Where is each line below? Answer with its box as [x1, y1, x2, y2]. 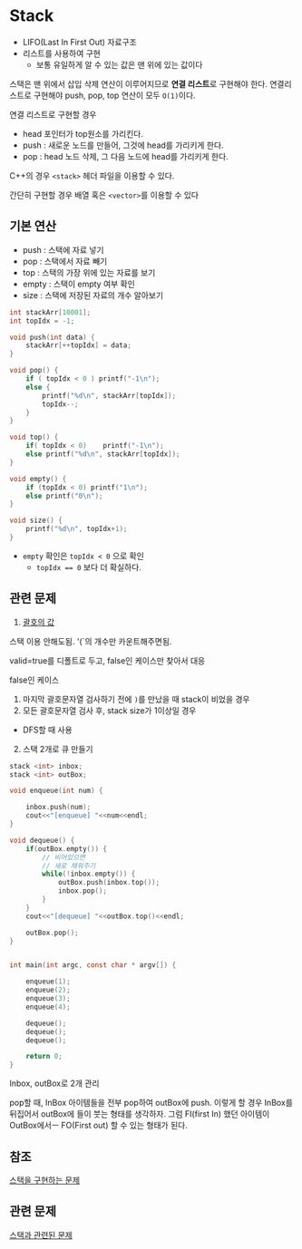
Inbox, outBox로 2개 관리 [9, 1078, 100, 1089]
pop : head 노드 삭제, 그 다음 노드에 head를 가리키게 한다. [22, 150, 229, 161]
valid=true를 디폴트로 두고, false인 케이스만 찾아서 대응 [9, 654, 206, 666]
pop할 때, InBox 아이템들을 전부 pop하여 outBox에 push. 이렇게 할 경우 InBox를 [9, 1098, 293, 1109]
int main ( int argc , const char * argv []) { [9, 961, 177, 970]
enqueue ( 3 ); [25, 994, 71, 1003]
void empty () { [9, 474, 67, 483]
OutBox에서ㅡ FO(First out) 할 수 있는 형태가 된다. [9, 1120, 188, 1131]
